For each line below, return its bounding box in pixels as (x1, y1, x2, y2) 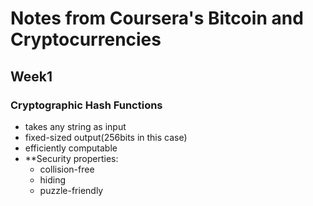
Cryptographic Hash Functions (10, 98, 163, 112)
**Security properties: (24, 152, 119, 164)
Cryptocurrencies (10, 28, 162, 51)
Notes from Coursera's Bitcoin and (10, 7, 304, 30)
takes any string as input (24, 120, 127, 132)
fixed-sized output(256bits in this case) (24, 131, 188, 143)
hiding (39, 173, 67, 186)
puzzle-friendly (39, 184, 104, 196)
